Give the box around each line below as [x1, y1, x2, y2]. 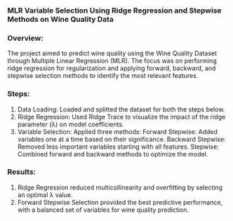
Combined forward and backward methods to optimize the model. [17, 149, 208, 158]
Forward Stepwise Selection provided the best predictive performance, [17, 198, 223, 206]
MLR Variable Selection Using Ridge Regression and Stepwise [7, 6, 222, 15]
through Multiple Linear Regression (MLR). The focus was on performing [7, 57, 217, 65]
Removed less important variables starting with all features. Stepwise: [17, 142, 219, 151]
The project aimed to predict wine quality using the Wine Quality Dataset [7, 49, 218, 58]
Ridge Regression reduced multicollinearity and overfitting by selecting [17, 183, 223, 192]
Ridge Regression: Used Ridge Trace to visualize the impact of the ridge [17, 112, 226, 121]
